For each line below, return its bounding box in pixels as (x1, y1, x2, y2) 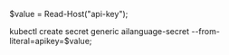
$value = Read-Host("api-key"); (9, 9, 129, 19)
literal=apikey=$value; (9, 36, 92, 46)
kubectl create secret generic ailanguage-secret (9, 26, 190, 36)
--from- (191, 26, 220, 36)
